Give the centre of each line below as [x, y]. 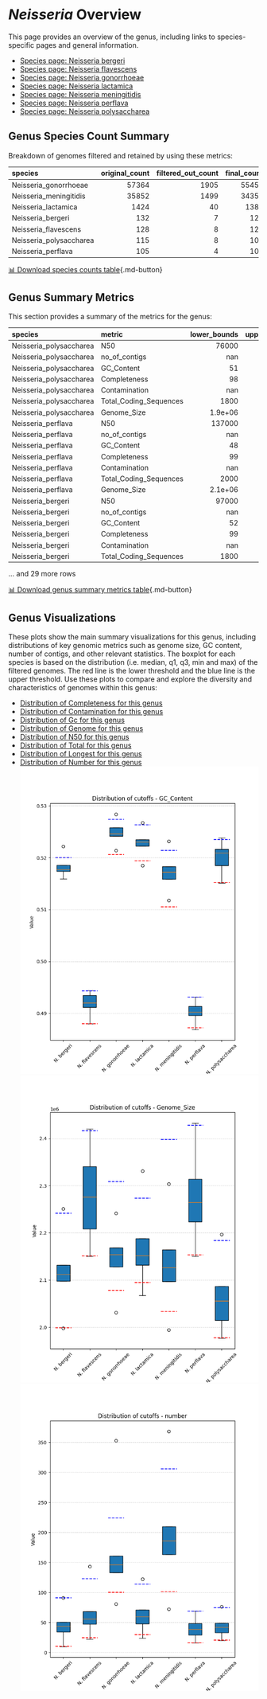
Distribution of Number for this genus [81, 763]
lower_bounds [214, 334]
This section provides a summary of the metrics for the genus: [110, 317]
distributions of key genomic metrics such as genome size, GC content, [125, 646]
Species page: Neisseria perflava [74, 103]
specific [21, 45]
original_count [125, 174]
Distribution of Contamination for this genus [91, 712]
